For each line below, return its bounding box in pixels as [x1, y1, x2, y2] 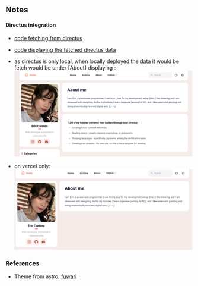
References [5, 259, 40, 268]
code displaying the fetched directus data [14, 46, 116, 53]
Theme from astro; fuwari [14, 273, 77, 280]
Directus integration [5, 21, 56, 29]
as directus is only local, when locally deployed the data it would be [14, 58, 180, 65]
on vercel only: [14, 163, 51, 170]
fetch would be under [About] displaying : [14, 64, 116, 71]
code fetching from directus [14, 34, 82, 42]
